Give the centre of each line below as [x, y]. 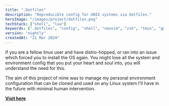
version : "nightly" [26, 33]
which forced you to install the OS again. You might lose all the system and [82, 57]
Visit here [16, 98]
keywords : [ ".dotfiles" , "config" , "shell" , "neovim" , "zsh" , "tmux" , [81, 29]
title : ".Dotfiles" [26, 10]
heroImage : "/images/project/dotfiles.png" [52, 19]
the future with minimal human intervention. [50, 88]
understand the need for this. [35, 68]
